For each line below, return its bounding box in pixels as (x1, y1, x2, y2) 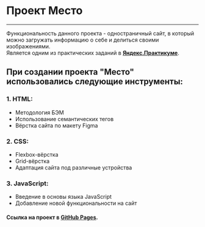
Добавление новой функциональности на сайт (15, 199, 137, 207)
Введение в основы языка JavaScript (15, 193, 112, 201)
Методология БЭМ (15, 108, 64, 116)
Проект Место (6, 4, 83, 18)
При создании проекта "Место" (6, 67, 134, 77)
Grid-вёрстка (15, 157, 50, 165)
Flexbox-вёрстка (15, 151, 59, 158)
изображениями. (6, 42, 51, 50)
